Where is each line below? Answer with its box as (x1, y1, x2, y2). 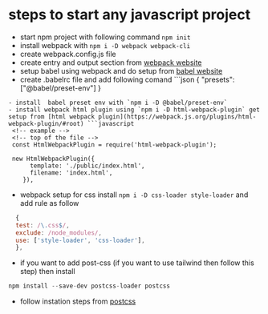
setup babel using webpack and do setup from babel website (19, 66, 223, 75)
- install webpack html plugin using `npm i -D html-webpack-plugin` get (8, 106, 261, 114)
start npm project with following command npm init (19, 32, 191, 42)
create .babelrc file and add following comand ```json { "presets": (19, 74, 235, 84)
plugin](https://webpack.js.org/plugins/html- (97, 112, 257, 121)
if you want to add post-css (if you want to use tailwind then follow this (19, 258, 254, 268)
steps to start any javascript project (8, 6, 251, 24)
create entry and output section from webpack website (19, 58, 202, 67)
